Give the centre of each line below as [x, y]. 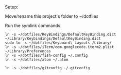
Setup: [12, 7]
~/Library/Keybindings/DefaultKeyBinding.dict [53, 38]
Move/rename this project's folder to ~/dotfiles [52, 16]
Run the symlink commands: [33, 25]
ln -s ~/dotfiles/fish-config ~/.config [47, 55]
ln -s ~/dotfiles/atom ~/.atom [37, 60]
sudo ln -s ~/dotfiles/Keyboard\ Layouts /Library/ [58, 43]
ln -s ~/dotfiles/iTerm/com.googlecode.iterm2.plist [60, 47]
